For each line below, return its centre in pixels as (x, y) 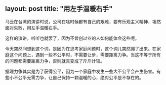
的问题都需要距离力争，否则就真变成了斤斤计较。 (55, 61)
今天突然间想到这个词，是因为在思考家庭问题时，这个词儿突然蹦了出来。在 (81, 49)
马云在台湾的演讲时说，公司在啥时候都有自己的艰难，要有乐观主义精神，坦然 (83, 22)
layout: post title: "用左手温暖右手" (59, 9)
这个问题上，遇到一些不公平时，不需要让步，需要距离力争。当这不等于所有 (85, 55)
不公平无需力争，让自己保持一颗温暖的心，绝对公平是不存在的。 (79, 77)
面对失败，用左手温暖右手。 (33, 28)
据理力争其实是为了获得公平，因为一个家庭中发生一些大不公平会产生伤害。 (81, 71)
